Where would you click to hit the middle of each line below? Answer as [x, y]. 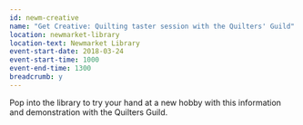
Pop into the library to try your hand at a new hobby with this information [146, 102]
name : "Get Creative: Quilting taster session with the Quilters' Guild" [152, 26]
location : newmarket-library [65, 34]
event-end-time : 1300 [50, 69]
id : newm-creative [44, 18]
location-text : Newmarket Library [75, 43]
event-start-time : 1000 [55, 60]
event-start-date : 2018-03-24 [67, 52]
